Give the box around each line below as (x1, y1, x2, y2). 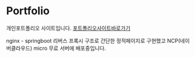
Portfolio (6, 4, 50, 18)
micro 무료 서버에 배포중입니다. (33, 45, 106, 52)
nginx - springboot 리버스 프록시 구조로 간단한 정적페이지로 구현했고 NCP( (6, 37, 180, 44)
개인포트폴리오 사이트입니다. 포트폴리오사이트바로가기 (6, 24, 131, 31)
